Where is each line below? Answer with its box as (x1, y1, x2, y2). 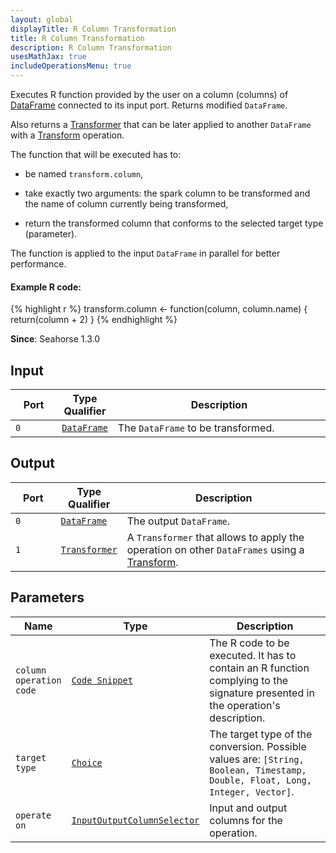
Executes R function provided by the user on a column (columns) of (10, 89, 289, 100)
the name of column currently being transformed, (24, 198, 229, 210)
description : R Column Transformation (10, 42, 172, 53)
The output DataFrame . (126, 514, 231, 528)
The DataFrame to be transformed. (117, 421, 275, 435)
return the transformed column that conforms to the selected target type (24, 217, 324, 229)
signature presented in (209, 686, 315, 700)
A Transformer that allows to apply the (126, 530, 305, 544)
